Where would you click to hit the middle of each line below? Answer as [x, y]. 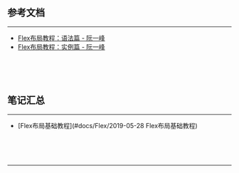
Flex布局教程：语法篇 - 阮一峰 [61, 38]
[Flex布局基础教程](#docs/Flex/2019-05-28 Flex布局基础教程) [107, 125]
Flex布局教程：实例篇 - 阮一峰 [61, 47]
